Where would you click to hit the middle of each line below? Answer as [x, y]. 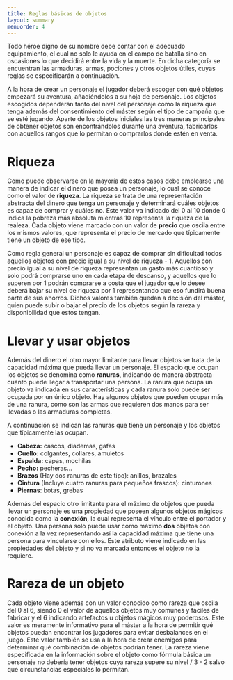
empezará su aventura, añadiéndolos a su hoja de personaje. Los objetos [112, 97]
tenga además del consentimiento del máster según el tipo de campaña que [116, 111]
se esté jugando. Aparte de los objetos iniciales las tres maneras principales [116, 119]
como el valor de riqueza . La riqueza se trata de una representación [105, 196]
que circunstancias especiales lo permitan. [69, 670]
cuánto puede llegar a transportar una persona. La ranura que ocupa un [110, 382]
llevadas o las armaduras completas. [60, 412]
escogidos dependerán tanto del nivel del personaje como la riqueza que [112, 104]
